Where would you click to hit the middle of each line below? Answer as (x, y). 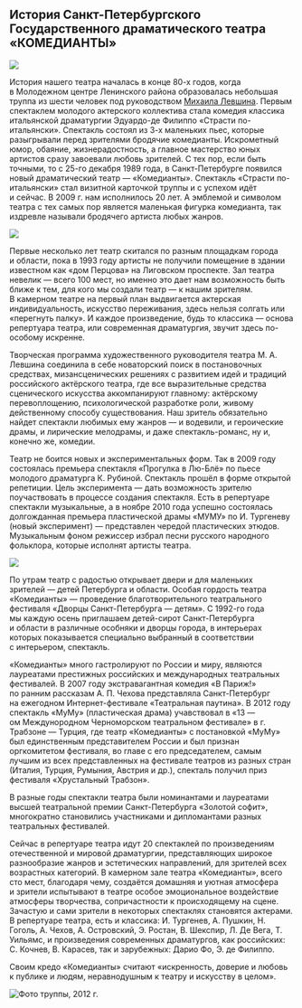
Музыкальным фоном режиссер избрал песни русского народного (139, 535)
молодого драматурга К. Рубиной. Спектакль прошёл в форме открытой (150, 477)
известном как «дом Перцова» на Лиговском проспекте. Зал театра (142, 269)
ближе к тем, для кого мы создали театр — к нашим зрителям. (131, 289)
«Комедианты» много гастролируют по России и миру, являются (136, 664)
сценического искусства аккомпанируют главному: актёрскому (134, 393)
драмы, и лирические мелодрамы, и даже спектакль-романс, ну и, (140, 431)
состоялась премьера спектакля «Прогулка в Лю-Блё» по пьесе (135, 468)
